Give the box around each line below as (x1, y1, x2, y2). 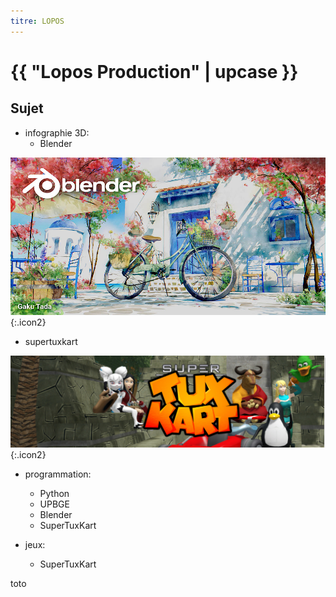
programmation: (24, 468, 92, 480)
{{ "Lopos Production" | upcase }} (10, 60, 299, 83)
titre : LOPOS (10, 16, 65, 26)
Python (39, 487, 70, 499)
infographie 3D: (24, 126, 90, 139)
